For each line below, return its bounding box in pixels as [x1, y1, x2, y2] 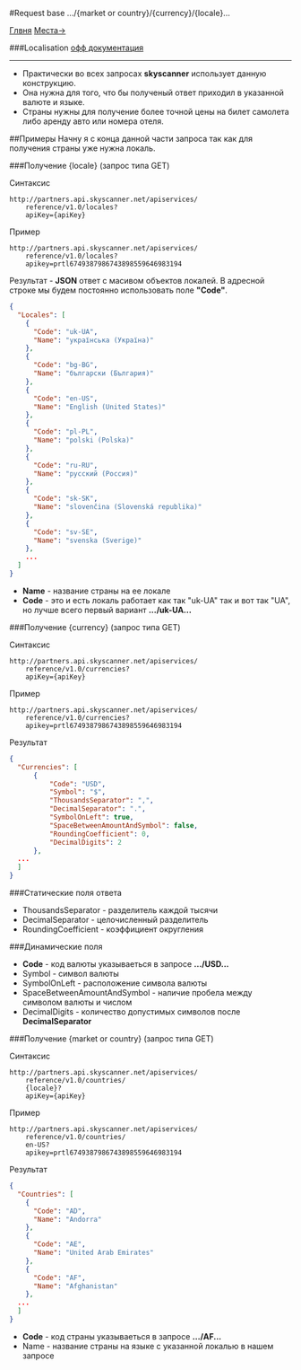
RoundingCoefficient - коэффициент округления [21, 924, 204, 935]
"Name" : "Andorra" [32, 1215, 102, 1224]
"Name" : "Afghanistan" [32, 1281, 118, 1291]
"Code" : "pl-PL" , [32, 427, 99, 436]
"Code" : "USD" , [48, 779, 106, 788]
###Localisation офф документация [9, 42, 144, 53]
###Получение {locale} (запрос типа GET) [9, 161, 170, 171]
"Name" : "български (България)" [32, 369, 154, 378]
